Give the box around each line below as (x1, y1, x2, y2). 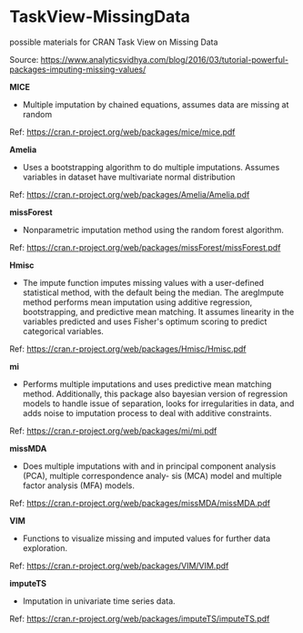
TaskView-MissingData (9, 6, 191, 27)
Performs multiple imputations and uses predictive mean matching (22, 378, 272, 389)
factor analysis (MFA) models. (22, 480, 135, 491)
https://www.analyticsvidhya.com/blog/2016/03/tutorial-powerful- (40, 54, 289, 65)
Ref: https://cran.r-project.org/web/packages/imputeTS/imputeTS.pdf (9, 613, 270, 624)
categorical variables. (22, 325, 105, 336)
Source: (9, 54, 39, 65)
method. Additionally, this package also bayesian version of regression (22, 388, 288, 399)
